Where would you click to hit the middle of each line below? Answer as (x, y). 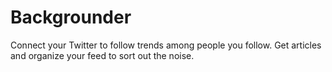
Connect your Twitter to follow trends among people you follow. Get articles (166, 45)
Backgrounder (71, 17)
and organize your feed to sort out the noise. (102, 55)
